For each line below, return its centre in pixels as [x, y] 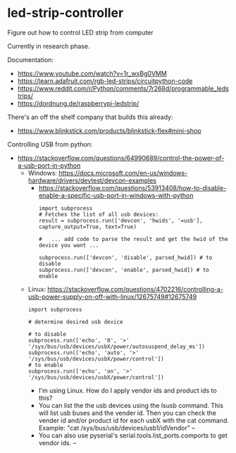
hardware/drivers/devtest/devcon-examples [92, 180]
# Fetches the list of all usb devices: [99, 214]
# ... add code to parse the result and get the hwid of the [133, 239]
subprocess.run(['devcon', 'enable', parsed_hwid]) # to [124, 270]
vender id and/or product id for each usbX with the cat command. [133, 420]
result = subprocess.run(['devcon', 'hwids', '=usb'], [120, 221]
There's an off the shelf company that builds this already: [90, 117]
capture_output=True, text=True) [88, 227]
